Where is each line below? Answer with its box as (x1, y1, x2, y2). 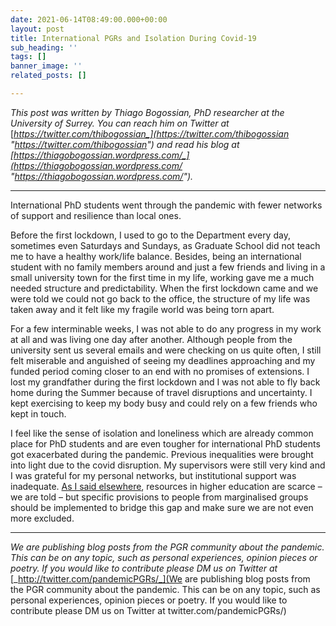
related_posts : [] (10, 71, 87, 81)
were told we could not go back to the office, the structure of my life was (10, 292, 311, 305)
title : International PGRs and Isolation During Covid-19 (10, 33, 257, 43)
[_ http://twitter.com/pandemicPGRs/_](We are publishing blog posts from (10, 572, 311, 585)
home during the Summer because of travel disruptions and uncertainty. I (10, 386, 313, 398)
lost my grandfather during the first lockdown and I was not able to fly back (10, 376, 321, 388)
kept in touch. (10, 407, 67, 420)
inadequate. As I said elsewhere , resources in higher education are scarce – (10, 480, 323, 492)
